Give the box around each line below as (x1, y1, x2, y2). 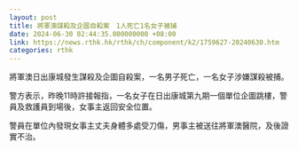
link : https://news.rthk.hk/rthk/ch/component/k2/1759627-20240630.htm (9, 37, 279, 47)
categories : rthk (9, 46, 74, 55)
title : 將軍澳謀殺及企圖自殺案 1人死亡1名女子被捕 (9, 21, 177, 30)
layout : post (9, 12, 58, 22)
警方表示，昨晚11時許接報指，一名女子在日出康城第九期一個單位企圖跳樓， (9, 91, 280, 101)
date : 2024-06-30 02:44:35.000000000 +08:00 (9, 29, 176, 38)
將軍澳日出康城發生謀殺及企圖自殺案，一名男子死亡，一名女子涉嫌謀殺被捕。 (9, 72, 289, 83)
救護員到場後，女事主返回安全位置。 (24, 101, 157, 112)
